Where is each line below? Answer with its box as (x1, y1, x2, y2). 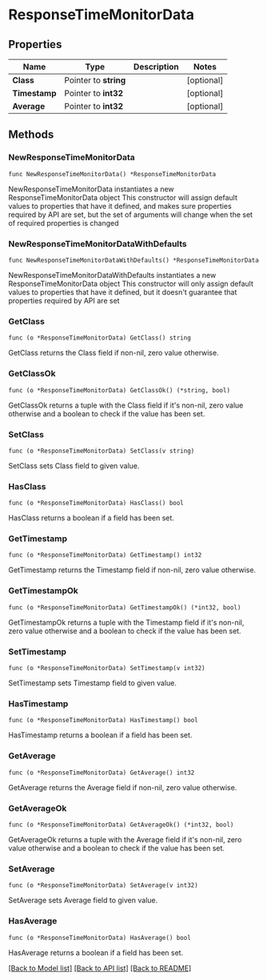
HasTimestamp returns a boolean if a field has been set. (8, 730, 193, 740)
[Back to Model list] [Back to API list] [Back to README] (8, 963, 192, 973)
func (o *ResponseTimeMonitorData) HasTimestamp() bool (8, 717, 198, 725)
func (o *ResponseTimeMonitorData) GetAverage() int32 (8, 769, 195, 777)
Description (133, 62, 180, 72)
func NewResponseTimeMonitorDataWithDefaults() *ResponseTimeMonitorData (8, 256, 260, 264)
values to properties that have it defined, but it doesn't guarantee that (8, 287, 237, 297)
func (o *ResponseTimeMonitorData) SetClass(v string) (8, 447, 195, 455)
